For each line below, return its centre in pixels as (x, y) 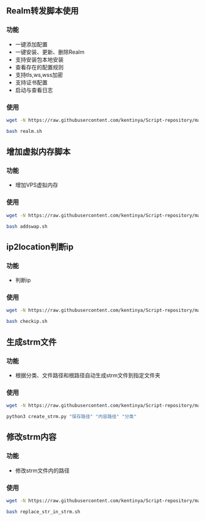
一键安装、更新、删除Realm (50, 52)
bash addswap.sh (27, 226)
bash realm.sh (24, 131)
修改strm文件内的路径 (42, 470)
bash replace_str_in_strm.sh (43, 512)
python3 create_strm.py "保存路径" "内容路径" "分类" (71, 417)
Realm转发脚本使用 (43, 11)
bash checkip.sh (27, 322)
